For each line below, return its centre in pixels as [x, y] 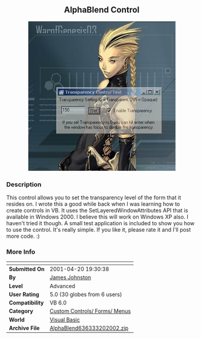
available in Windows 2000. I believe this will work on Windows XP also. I [97, 217]
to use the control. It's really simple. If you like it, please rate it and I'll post [99, 230]
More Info [21, 252]
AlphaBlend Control [102, 10]
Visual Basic [65, 320]
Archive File [24, 328]
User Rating [24, 294]
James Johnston [70, 277]
